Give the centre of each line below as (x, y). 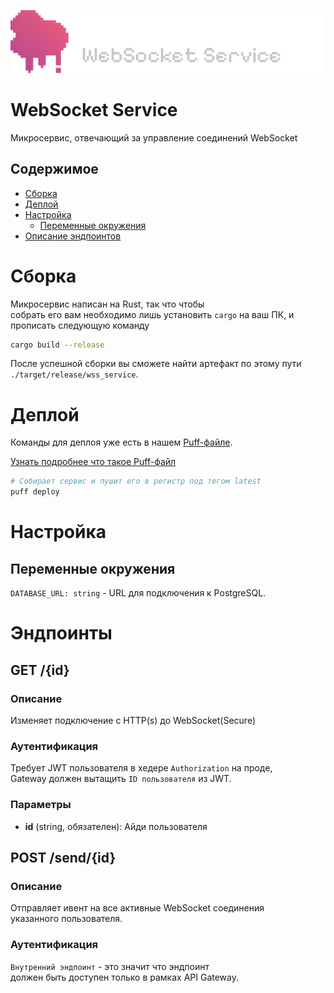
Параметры (41, 805)
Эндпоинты (61, 633)
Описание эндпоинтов (73, 236)
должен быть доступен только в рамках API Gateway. (125, 977)
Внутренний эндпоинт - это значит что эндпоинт (110, 966)
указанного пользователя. (66, 919)
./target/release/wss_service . (74, 374)
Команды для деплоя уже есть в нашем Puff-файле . (121, 442)
